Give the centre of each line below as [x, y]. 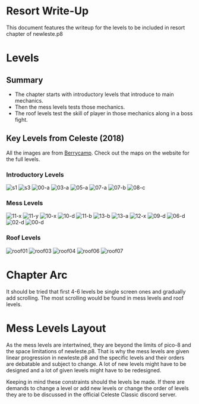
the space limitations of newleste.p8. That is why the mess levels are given [98, 351]
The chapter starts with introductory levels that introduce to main [94, 94]
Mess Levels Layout [56, 328]
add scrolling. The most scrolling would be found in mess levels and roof [95, 298]
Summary [25, 80]
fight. [21, 119]
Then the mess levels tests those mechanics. [70, 107]
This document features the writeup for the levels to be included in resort [96, 27]
